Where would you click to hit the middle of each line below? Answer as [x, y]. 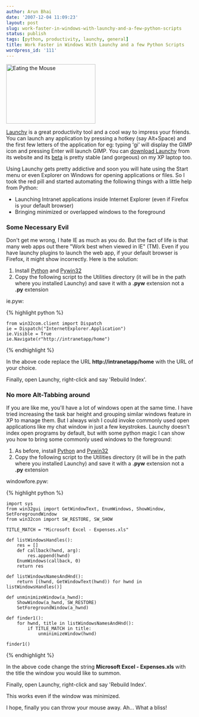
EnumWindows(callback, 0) [49, 561]
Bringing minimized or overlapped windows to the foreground [90, 212]
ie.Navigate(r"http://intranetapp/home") [58, 339]
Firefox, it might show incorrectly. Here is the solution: [72, 259]
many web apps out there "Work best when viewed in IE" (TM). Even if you [97, 247]
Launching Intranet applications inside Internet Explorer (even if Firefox [102, 199]
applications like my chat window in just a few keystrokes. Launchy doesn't [98, 427]
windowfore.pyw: [27, 482]
